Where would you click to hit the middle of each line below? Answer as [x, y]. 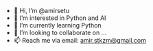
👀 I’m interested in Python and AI [60, 18]
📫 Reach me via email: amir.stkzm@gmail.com [80, 40]
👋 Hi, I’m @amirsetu [42, 11]
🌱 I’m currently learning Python [57, 25]
